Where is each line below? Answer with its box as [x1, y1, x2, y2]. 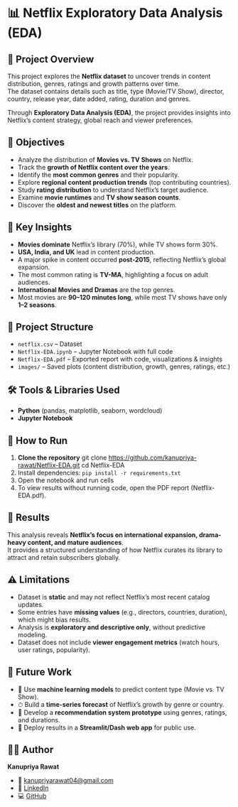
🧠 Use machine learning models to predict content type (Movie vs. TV [17, 685, 225, 693]
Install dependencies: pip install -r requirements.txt [17, 469, 181, 477]
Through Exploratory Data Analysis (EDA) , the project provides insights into [7, 109, 231, 117]
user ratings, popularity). [17, 645, 90, 654]
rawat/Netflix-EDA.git [17, 461, 80, 470]
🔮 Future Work [7, 666, 72, 678]
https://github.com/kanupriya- [108, 453, 198, 462]
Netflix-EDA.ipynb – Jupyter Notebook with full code [17, 347, 173, 356]
